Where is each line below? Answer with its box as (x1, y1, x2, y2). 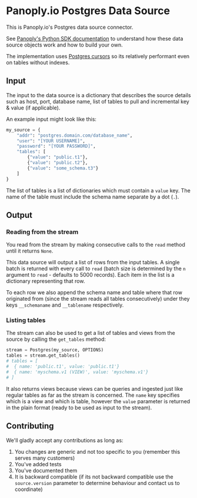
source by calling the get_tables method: (6, 336, 106, 343)
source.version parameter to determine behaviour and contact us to (14, 479, 181, 486)
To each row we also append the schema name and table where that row (6, 289, 182, 296)
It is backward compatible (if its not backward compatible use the (14, 473, 173, 480)
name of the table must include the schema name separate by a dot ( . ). (6, 193, 179, 200)
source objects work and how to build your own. (6, 41, 123, 48)
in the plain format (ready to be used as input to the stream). (6, 404, 152, 411)
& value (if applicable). (6, 104, 61, 111)
